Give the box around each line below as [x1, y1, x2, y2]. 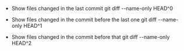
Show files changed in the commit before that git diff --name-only [11, 34, 170, 40]
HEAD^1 [23, 23, 43, 29]
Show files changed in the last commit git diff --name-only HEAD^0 [11, 5, 174, 12]
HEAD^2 [11, 40, 32, 46]
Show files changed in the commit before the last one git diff [11, 16, 157, 23]
